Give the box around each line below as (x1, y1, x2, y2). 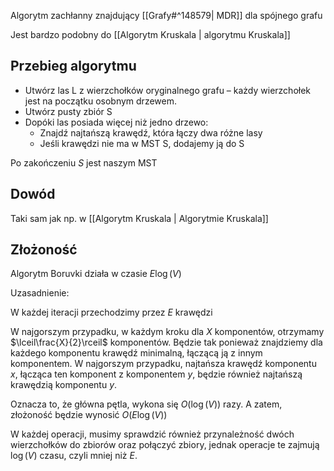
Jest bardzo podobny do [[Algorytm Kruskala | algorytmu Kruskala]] (10, 29, 291, 40)
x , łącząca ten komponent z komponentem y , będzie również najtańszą (10, 368, 303, 380)
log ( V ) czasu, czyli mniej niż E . (10, 450, 138, 462)
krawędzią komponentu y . (10, 379, 118, 391)
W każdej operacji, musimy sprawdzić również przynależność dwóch (10, 428, 295, 440)
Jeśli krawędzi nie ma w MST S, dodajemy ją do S (39, 137, 245, 149)
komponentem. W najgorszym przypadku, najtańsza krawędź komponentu (10, 358, 317, 370)
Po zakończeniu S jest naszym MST (10, 156, 158, 169)
